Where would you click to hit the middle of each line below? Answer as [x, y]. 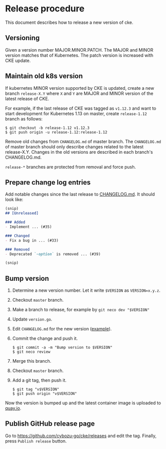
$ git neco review [31, 352]
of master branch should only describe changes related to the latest [74, 146]
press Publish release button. [36, 441]
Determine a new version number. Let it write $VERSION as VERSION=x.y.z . [86, 290]
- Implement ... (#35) [28, 227]
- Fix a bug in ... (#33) [32, 240]
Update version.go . [32, 319]
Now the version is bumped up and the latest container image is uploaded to [83, 403]
